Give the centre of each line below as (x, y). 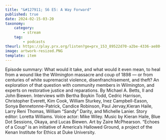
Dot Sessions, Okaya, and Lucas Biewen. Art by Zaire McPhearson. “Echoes (82, 122)
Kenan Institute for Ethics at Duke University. (50, 132)
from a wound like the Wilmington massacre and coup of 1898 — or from (79, 75)
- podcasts (34, 42)
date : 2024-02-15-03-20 (30, 19)
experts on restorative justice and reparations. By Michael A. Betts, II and (79, 90)
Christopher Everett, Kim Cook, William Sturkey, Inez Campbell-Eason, (77, 101)
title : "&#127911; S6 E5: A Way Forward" (48, 10)
